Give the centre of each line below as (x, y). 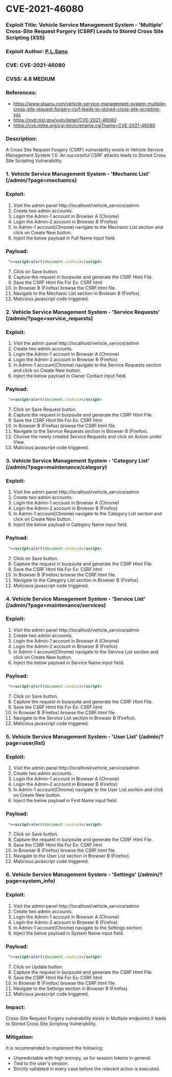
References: (21, 93)
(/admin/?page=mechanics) (41, 181)
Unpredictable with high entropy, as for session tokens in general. (82, 1058)
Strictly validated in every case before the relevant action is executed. (87, 1069)
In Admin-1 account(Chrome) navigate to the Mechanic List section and (88, 227)
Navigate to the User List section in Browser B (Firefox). (72, 856)
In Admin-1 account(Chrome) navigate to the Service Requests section (87, 365)
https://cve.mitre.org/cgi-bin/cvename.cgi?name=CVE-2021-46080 (84, 125)
